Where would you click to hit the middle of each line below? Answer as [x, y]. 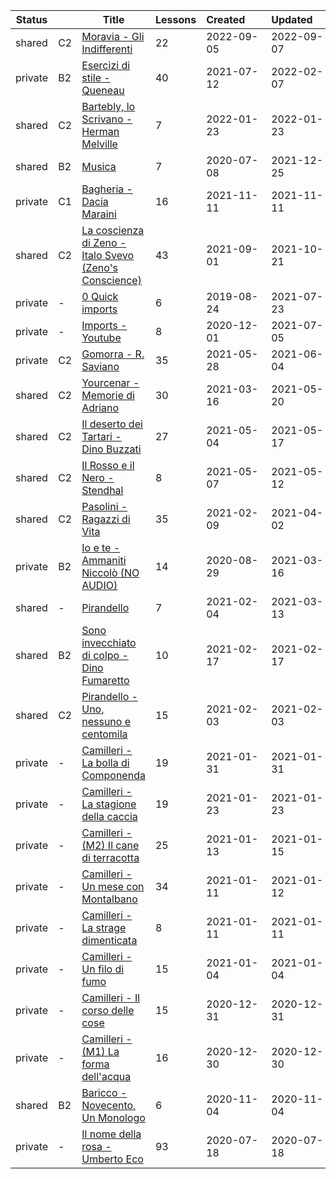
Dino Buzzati [111, 449]
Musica [99, 166]
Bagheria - [107, 189]
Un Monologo [113, 1117]
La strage [104, 927]
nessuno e [106, 721]
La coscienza [113, 230]
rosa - [96, 1146]
